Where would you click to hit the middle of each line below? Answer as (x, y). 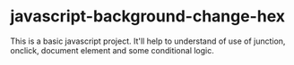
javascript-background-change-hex (148, 16)
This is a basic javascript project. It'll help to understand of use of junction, (148, 41)
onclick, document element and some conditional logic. (112, 50)
